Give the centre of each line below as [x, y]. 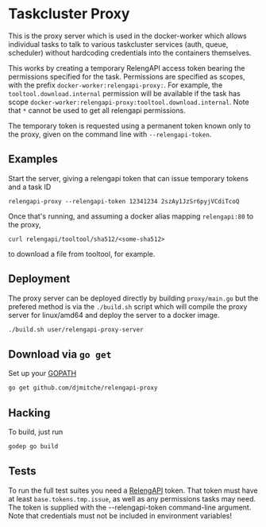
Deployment [39, 279]
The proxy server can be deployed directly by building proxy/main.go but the [133, 298]
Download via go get [60, 354]
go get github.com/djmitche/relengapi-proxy [83, 388]
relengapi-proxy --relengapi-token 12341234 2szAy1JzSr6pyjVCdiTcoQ [124, 201]
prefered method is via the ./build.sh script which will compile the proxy [128, 306]
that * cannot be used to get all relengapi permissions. [97, 110]
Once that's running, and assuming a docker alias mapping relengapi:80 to [131, 216]
